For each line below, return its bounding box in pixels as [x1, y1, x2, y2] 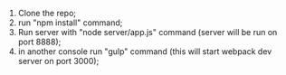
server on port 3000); [17, 56, 100, 66]
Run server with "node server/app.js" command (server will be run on [17, 27, 278, 37]
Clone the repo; [17, 8, 77, 18]
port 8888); [17, 36, 62, 47]
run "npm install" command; [17, 17, 123, 28]
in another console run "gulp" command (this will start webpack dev [17, 46, 272, 57]
